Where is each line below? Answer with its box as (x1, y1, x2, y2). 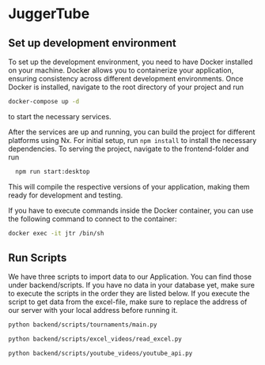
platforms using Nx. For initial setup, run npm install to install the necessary (8, 135, 257, 145)
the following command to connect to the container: (8, 214, 177, 224)
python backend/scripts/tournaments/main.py (8, 321, 157, 329)
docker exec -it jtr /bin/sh (8, 229, 104, 237)
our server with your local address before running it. (8, 306, 178, 315)
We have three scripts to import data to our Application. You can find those (8, 272, 252, 281)
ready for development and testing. (8, 190, 123, 200)
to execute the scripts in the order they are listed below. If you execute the (8, 289, 251, 299)
